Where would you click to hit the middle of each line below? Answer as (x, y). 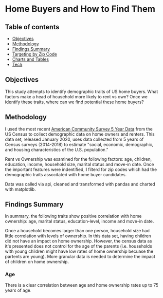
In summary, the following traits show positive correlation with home (73, 216)
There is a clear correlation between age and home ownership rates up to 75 (82, 285)
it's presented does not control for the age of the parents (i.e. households (79, 246)
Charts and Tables (30, 59)
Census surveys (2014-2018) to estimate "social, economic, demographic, (79, 144)
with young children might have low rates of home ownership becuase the (79, 251)
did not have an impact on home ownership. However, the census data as (79, 241)
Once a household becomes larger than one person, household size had (77, 231)
